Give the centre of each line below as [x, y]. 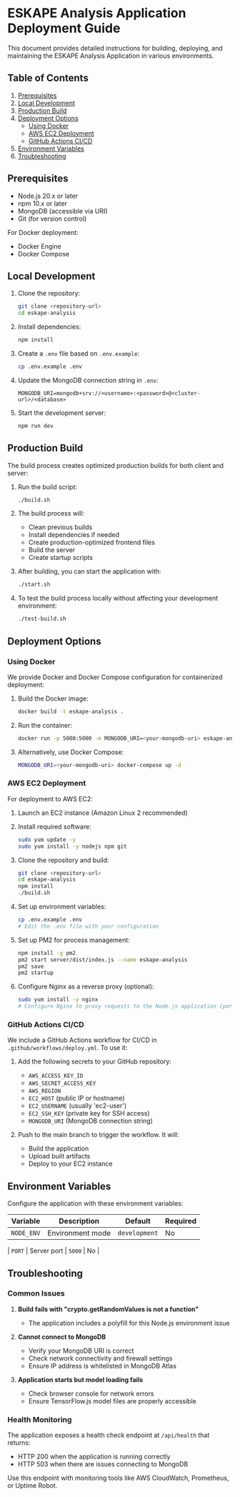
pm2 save [31, 966]
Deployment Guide [64, 28]
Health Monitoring [40, 1419]
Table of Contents [48, 78]
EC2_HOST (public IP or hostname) [76, 1098]
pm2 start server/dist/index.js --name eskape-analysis [102, 960]
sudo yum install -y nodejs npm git [72, 846]
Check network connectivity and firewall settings [100, 1358]
